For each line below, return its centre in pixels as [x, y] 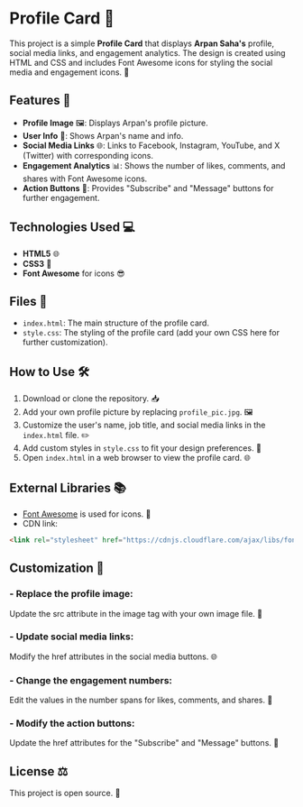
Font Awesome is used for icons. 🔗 [87, 514]
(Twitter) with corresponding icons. [88, 155]
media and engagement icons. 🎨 [69, 72]
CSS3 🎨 [37, 263]
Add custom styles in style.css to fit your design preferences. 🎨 [142, 448]
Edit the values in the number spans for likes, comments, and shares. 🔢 [141, 700]
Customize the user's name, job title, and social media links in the [144, 425]
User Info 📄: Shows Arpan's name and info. [103, 135]
